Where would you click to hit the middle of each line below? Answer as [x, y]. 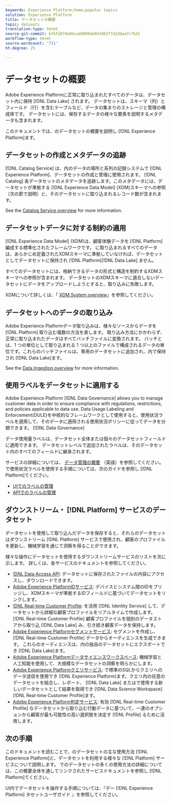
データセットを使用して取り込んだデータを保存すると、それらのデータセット [86, 533]
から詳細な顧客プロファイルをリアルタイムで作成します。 [95, 612]
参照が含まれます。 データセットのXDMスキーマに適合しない [91, 278]
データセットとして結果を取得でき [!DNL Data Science [79, 689]
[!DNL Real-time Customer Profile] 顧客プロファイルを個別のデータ [83, 618]
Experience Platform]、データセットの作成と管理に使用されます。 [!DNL [81, 175]
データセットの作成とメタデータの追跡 [66, 155]
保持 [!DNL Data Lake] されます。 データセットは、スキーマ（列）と [94, 101]
